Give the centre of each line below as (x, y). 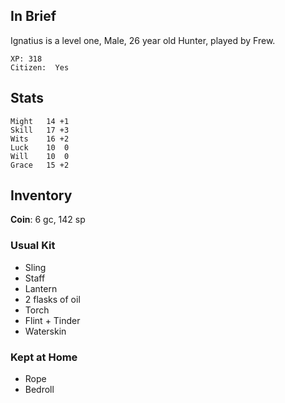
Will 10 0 (40, 156)
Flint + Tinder (52, 320)
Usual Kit (33, 246)
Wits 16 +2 (40, 139)
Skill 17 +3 (40, 130)
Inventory (41, 195)
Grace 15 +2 (40, 165)
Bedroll (39, 390)
